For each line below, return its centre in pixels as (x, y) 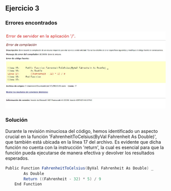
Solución (17, 120)
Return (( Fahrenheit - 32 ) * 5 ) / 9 (62, 179)
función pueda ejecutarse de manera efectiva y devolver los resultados (80, 153)
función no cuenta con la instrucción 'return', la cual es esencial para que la (85, 147)
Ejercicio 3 (22, 8)
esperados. (17, 158)
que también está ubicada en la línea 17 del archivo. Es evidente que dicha (83, 142)
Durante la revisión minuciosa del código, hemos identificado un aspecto (82, 131)
